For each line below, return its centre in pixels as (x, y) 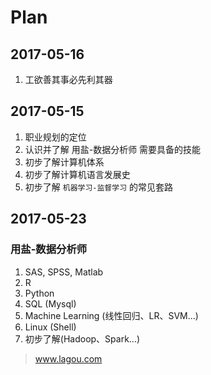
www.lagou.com (68, 358)
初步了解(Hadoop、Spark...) (82, 338)
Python (39, 293)
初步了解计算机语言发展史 (77, 174)
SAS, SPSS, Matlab (64, 272)
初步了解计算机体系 (64, 162)
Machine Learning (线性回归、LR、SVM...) (111, 315)
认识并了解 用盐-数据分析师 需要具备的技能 (113, 149)
